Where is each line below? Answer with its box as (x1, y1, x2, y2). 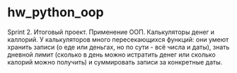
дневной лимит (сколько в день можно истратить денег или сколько (7, 50, 216, 59)
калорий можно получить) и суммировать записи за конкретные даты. (7, 57, 223, 66)
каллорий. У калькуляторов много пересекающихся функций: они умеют (7, 35, 229, 43)
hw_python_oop (7, 4, 104, 21)
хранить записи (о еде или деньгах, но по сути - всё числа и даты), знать (7, 43, 230, 51)
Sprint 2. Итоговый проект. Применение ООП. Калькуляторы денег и (7, 28, 214, 36)
